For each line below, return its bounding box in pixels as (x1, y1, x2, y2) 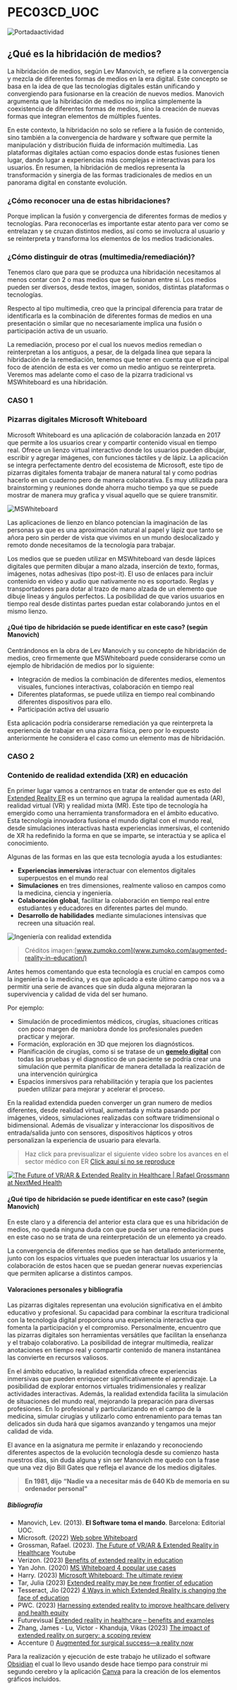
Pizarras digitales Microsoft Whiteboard (7, 415, 147, 425)
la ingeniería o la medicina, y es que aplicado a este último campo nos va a (7, 974, 225, 983)
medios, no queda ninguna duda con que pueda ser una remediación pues (7, 1225, 224, 1234)
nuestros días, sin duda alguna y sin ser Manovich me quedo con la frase (7, 1456, 220, 1465)
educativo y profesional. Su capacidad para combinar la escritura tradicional (7, 1308, 229, 1317)
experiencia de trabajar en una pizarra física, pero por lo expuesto (7, 726, 200, 735)
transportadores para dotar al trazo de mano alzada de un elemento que (7, 584, 217, 593)
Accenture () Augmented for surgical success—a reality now (17, 1638, 194, 1647)
